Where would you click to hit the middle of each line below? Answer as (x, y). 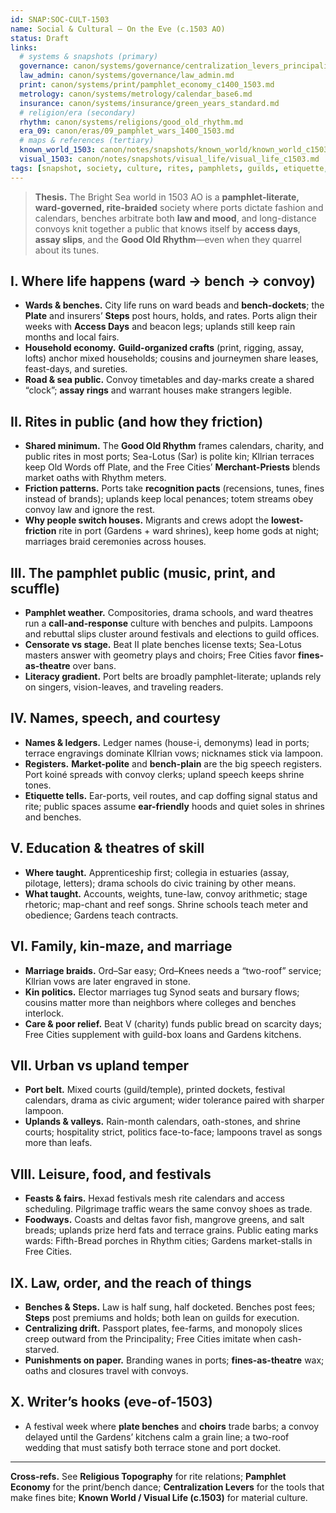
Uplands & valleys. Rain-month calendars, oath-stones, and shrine (162, 1122)
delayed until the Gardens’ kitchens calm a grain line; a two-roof (157, 1437)
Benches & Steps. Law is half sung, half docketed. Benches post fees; (170, 1307)
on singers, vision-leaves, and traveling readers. (124, 687)
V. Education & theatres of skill (107, 848)
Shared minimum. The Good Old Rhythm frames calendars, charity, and (174, 446)
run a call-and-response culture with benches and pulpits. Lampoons (169, 623)
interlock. (44, 1013)
